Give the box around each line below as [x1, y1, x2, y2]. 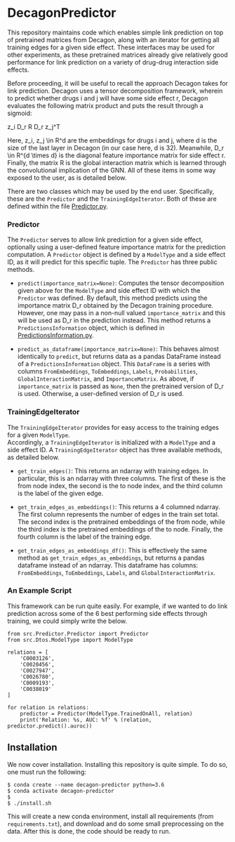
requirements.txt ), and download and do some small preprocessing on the [7, 820, 224, 828]
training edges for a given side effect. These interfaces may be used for [7, 43, 215, 51]
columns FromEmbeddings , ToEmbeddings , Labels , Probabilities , [17, 367, 198, 376]
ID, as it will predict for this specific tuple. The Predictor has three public [7, 258, 217, 266]
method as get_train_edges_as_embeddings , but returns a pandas [17, 553, 205, 562]
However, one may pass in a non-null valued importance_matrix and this [17, 309, 226, 317]
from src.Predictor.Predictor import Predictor [7, 630, 149, 637]
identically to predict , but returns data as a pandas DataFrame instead [17, 353, 221, 361]
